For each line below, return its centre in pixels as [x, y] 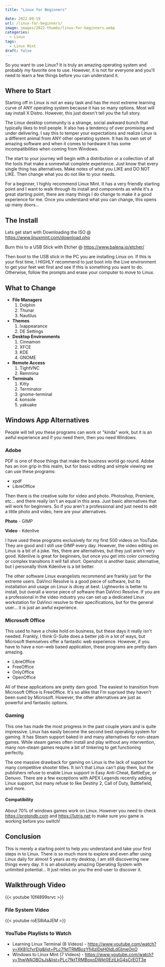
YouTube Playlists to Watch [38, 933]
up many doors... [22, 205]
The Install [22, 220]
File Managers [27, 300]
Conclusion [23, 837]
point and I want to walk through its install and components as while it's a [79, 189]
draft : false [18, 51]
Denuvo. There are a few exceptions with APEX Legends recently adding [79, 778]
